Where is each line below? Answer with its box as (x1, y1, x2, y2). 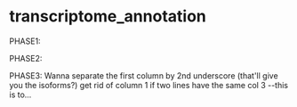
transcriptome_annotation (9, 6, 206, 27)
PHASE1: (9, 36, 42, 46)
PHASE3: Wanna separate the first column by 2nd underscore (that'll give (9, 70, 278, 81)
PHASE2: (9, 53, 43, 63)
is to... (9, 89, 32, 100)
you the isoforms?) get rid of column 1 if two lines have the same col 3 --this (9, 79, 289, 90)
